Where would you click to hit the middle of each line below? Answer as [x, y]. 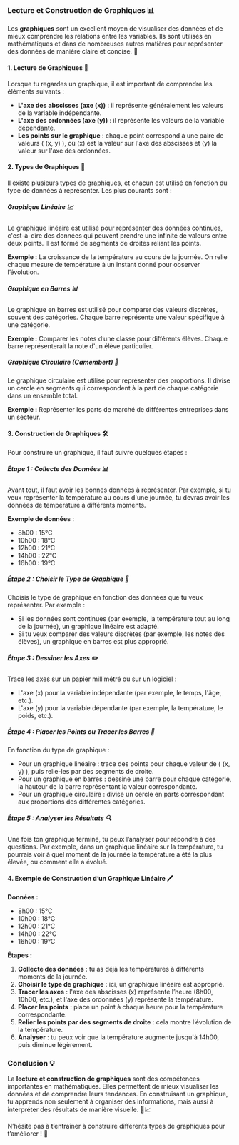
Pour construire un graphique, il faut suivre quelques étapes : [97, 452]
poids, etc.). [35, 715]
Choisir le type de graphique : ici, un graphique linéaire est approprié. [121, 984]
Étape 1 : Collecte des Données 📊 [58, 469]
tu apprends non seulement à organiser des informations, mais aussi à [111, 1101]
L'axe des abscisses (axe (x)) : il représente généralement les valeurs [121, 105]
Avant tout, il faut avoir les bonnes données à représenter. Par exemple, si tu [119, 490]
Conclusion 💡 [31, 1063]
